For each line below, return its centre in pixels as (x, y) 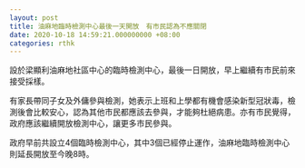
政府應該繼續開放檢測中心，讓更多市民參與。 (93, 124)
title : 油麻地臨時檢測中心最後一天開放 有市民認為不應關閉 (108, 26)
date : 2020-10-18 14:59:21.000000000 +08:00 (95, 35)
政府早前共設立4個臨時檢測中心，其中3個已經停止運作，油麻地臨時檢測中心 (150, 143)
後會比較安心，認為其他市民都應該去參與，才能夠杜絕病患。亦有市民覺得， (156, 112)
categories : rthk (42, 43)
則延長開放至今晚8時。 (52, 154)
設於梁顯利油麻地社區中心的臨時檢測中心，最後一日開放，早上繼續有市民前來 (152, 70)
